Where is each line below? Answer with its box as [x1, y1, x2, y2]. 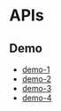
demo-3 [21, 83, 52, 93]
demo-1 [21, 64, 50, 75]
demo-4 [21, 92, 52, 103]
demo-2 [21, 74, 51, 84]
